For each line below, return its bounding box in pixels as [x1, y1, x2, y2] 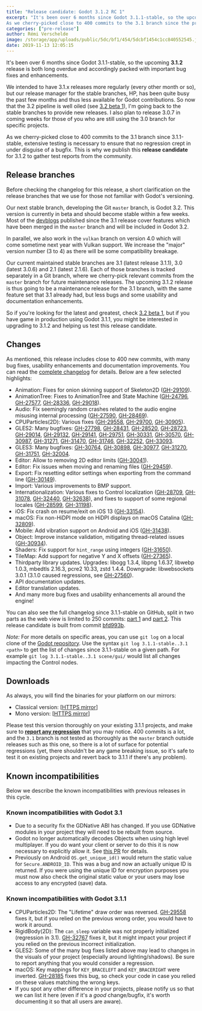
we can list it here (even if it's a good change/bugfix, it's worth [14, 991, 170, 998]
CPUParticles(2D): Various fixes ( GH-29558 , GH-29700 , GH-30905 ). [14, 418, 185, 425]
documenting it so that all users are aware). [14, 998, 123, 1005]
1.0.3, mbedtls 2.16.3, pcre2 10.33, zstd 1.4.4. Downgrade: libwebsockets [14, 565, 194, 572]
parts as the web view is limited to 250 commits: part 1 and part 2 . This [6, 615, 182, 622]
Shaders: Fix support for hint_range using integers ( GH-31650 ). [14, 545, 173, 553]
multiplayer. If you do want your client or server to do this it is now [14, 841, 179, 849]
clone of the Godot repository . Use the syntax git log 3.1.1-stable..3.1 [6, 639, 188, 647]
